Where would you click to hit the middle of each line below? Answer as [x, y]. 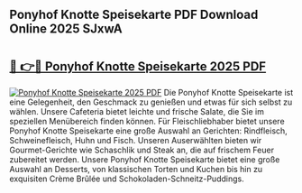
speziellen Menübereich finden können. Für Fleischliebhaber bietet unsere [147, 121]
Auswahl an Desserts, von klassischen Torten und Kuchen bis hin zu [136, 169]
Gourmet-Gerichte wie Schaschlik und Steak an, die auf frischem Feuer [142, 150]
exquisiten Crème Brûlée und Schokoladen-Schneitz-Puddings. [127, 179]
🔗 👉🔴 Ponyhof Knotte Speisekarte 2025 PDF [138, 66]
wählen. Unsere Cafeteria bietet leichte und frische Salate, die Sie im [137, 111]
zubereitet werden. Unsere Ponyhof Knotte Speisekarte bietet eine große [145, 160]
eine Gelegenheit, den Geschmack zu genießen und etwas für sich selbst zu [151, 102]
